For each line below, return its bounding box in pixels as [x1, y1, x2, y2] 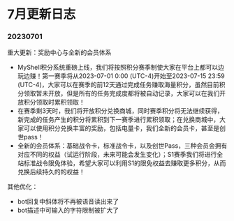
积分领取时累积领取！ [23, 98, 85, 107]
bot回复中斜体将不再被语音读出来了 [17, 197, 119, 206]
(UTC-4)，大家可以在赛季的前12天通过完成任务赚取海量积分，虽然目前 [17, 81, 219, 89]
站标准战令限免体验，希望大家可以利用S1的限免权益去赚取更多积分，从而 [17, 159, 226, 167]
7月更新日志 [7, 6, 76, 22]
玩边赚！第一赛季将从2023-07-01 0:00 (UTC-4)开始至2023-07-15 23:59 [17, 72, 225, 80]
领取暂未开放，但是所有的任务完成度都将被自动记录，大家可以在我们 [23, 89, 220, 98]
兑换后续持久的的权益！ [17, 168, 85, 176]
